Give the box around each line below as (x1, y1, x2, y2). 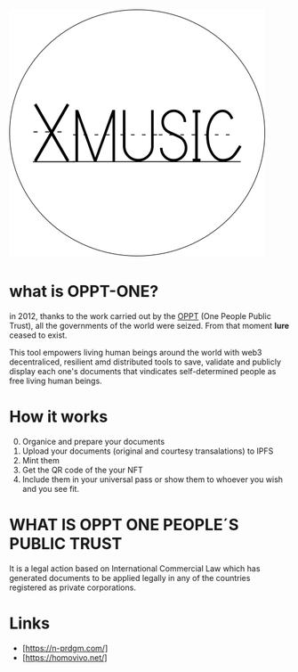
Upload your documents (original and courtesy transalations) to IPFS (21, 446, 274, 456)
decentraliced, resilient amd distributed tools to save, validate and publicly (9, 356, 282, 367)
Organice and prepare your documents (21, 437, 165, 447)
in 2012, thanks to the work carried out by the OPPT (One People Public (9, 311, 271, 322)
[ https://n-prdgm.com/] (21, 643, 109, 653)
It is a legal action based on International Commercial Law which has (9, 563, 261, 574)
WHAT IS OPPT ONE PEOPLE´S (9, 515, 239, 535)
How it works (9, 406, 109, 427)
